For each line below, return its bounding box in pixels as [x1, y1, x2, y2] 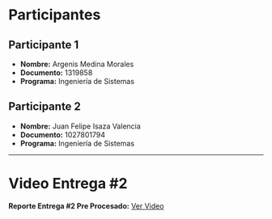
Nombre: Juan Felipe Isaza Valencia [19, 121, 142, 131]
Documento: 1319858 [19, 68, 93, 78]
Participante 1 [8, 38, 79, 52]
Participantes [8, 6, 101, 24]
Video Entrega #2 [8, 175, 128, 192]
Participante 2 [8, 99, 81, 114]
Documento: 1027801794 [19, 129, 105, 139]
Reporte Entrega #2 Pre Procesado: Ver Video [8, 200, 164, 211]
